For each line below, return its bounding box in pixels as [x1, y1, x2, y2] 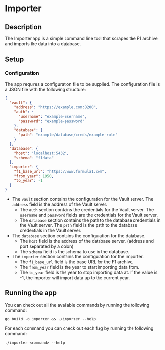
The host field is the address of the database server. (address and [19, 238, 154, 244]
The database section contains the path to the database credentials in [19, 217, 161, 223]
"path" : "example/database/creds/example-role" [18, 132, 118, 137]
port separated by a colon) [19, 243, 74, 249]
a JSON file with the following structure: [5, 86, 86, 92]
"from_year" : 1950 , [14, 173, 54, 179]
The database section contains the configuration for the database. [12, 233, 146, 239]
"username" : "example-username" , [18, 114, 87, 119]
